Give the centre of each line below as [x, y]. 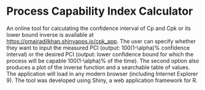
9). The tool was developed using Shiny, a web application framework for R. [102, 80]
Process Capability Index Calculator [100, 11]
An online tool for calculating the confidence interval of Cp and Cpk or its [99, 28]
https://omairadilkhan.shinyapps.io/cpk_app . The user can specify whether [101, 41]
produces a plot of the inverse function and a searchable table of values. [98, 67]
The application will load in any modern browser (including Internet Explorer [102, 73]
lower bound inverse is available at [50, 34]
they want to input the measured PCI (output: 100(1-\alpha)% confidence [98, 48]
